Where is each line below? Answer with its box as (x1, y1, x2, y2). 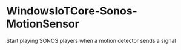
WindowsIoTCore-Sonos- (6, 4, 137, 18)
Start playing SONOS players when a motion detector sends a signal (6, 37, 176, 44)
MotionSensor (6, 17, 80, 31)
